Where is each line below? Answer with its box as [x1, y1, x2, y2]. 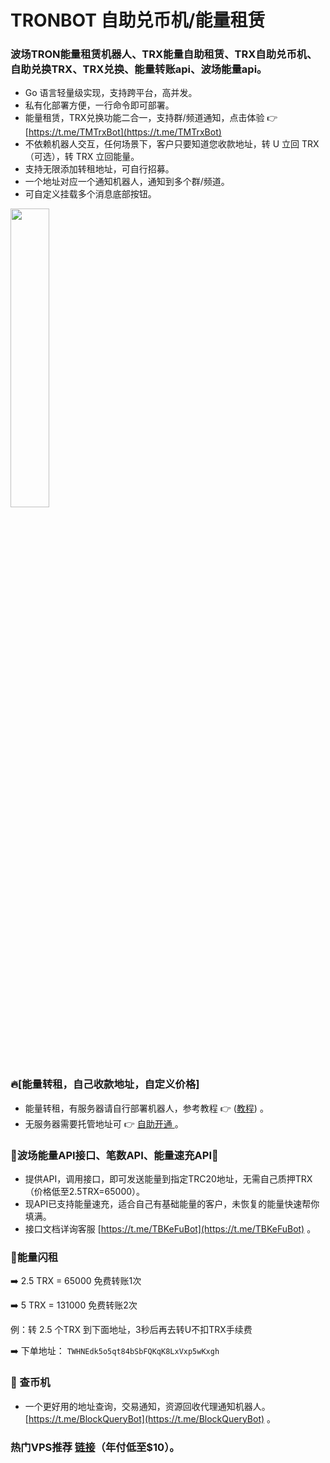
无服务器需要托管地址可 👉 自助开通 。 [24, 1117, 184, 1130]
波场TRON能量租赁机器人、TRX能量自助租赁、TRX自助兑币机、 [10, 47, 318, 61]
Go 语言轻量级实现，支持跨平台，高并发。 [24, 87, 198, 99]
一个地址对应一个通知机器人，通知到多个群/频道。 [24, 176, 230, 188]
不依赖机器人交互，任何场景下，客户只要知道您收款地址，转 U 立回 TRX [24, 138, 320, 150]
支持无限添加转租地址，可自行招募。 [24, 163, 175, 175]
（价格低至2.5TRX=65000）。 [24, 1186, 146, 1198]
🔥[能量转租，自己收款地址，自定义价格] [10, 1077, 200, 1091]
